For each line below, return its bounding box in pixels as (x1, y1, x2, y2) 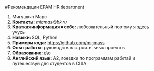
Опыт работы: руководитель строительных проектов (12, 45, 125, 50)
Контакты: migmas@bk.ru (12, 19, 67, 24)
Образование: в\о (12, 50, 51, 56)
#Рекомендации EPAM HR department (5, 4, 85, 10)
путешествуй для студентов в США (12, 61, 87, 66)
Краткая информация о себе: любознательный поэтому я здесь (12, 24, 149, 30)
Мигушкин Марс (12, 14, 47, 19)
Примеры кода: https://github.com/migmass (12, 40, 105, 46)
